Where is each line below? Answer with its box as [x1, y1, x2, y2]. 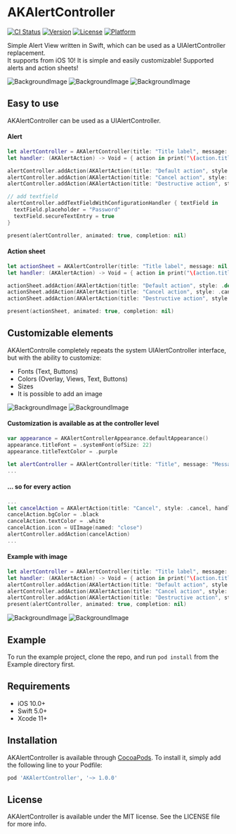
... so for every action [7, 483, 72, 491]
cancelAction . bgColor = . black [7, 511, 99, 518]
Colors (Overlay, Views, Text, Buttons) [17, 374, 128, 383]
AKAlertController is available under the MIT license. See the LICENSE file [7, 812, 221, 821]
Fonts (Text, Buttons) [17, 367, 79, 375]
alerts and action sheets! [7, 63, 79, 72]
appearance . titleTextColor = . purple [7, 448, 118, 455]
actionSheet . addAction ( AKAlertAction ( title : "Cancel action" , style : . [7, 289, 221, 296]
